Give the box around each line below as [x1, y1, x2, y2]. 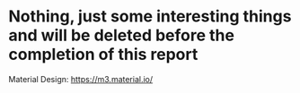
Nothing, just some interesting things [8, 6, 292, 27]
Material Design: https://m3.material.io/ [8, 73, 154, 84]
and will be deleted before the [8, 25, 235, 46]
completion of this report [8, 45, 199, 64]
